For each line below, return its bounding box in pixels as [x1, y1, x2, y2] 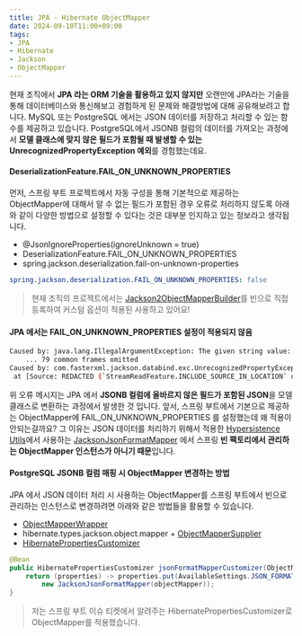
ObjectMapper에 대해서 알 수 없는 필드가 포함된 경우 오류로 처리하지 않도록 [9, 199, 273, 209]
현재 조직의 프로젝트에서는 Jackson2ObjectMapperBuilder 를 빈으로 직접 [31, 293, 289, 304]
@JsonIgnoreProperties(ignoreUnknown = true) [22, 239, 200, 250]
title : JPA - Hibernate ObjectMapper [9, 13, 151, 22]
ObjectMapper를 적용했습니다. [31, 617, 141, 628]
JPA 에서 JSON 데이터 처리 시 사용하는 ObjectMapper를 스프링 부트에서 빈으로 [9, 489, 288, 499]
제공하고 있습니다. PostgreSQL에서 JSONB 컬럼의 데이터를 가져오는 [25, 122, 265, 133]
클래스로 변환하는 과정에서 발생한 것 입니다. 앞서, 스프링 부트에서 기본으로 [9, 401, 266, 411]
